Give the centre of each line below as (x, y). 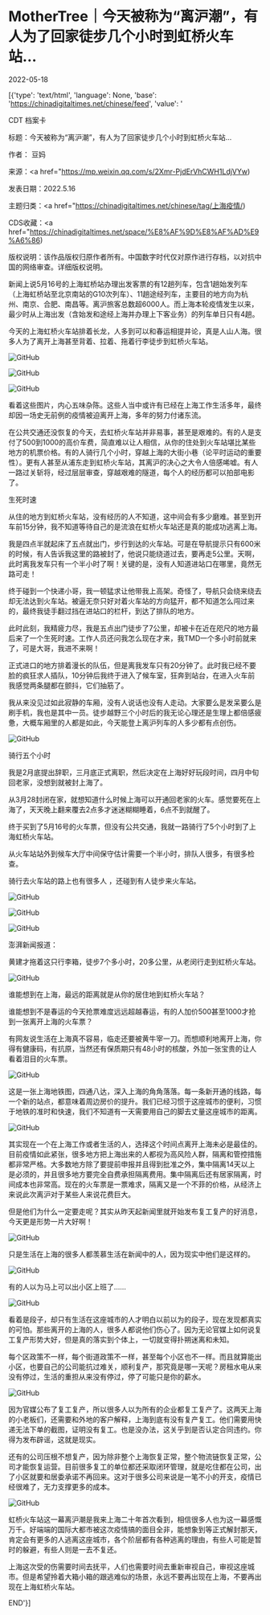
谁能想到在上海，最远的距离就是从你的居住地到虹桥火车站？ (107, 994)
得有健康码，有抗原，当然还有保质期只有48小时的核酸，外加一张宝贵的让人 (133, 1048)
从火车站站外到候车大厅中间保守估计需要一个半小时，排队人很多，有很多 (128, 854)
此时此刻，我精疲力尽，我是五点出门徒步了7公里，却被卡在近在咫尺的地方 (130, 628)
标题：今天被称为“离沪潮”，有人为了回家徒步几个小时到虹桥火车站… (120, 137)
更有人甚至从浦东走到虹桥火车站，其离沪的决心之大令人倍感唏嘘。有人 (142, 462)
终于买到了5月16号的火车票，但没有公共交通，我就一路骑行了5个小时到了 (129, 826)
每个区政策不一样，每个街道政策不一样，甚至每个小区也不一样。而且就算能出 (135, 1356)
